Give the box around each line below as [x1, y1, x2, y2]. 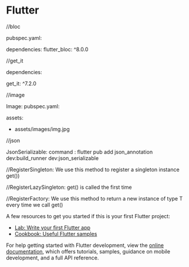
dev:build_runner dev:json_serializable [6, 154, 99, 162]
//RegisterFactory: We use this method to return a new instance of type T [6, 195, 183, 202]
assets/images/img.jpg [14, 125, 70, 132]
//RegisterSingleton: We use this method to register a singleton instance [6, 166, 180, 173]
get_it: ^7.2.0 [6, 80, 36, 87]
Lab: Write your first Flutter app [14, 224, 91, 231]
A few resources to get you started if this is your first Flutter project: [6, 212, 170, 219]
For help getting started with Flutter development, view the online [6, 242, 164, 249]
